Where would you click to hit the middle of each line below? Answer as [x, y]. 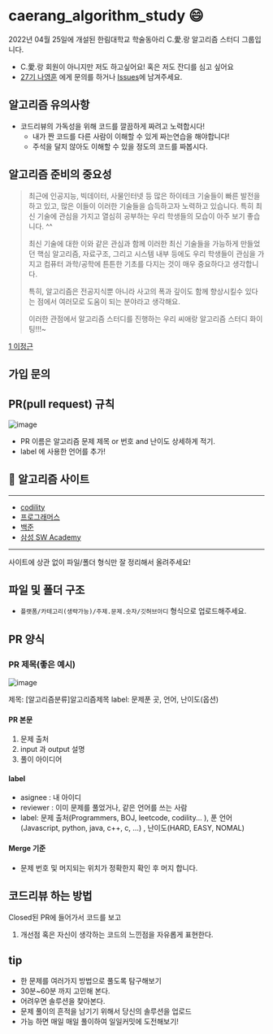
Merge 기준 [27, 849]
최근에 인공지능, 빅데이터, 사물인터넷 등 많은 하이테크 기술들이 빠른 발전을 [144, 196]
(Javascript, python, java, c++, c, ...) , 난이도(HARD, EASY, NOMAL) [132, 828]
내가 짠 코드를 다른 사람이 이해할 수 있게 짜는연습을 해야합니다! [131, 136]
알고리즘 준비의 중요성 [60, 174]
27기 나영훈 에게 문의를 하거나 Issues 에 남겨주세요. [101, 76]
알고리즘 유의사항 [49, 105]
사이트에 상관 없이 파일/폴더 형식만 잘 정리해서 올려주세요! [100, 562]
